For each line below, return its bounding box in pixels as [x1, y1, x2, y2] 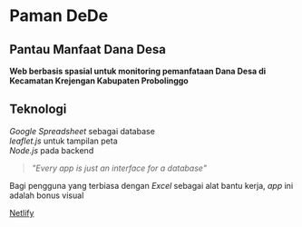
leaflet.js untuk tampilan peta [9, 135, 118, 146]
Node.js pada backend [9, 144, 94, 155]
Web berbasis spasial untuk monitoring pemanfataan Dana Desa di [9, 65, 267, 76]
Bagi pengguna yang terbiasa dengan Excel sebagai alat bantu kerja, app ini [9, 180, 294, 191]
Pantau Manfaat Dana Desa [9, 42, 166, 57]
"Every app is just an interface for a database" [31, 163, 207, 173]
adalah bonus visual [9, 190, 84, 201]
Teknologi [9, 102, 67, 117]
